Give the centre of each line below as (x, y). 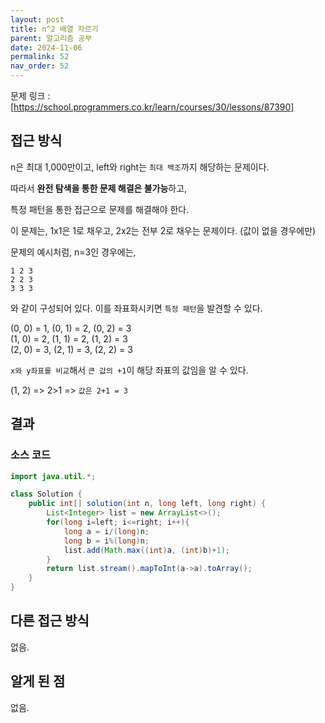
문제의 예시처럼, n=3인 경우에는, (73, 252)
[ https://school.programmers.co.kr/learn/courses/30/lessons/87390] (152, 107)
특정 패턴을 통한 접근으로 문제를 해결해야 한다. (100, 209)
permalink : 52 (40, 57)
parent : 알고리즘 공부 (51, 38)
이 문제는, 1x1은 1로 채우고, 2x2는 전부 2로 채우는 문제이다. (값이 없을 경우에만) (163, 230)
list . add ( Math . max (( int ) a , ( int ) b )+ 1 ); (146, 550)
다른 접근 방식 (50, 621)
